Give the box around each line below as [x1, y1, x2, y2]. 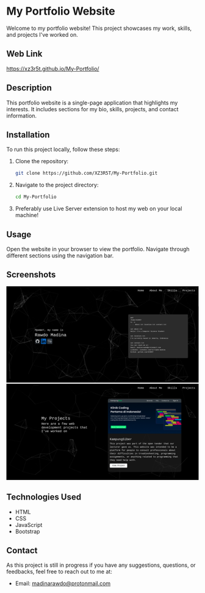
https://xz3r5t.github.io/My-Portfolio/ [6, 65, 99, 72]
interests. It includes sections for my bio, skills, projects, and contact [6, 105, 179, 112]
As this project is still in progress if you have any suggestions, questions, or [6, 561, 196, 569]
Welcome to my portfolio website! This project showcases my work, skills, [6, 24, 192, 32]
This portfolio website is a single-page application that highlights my [6, 99, 178, 106]
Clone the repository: [15, 158, 69, 165]
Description [6, 83, 52, 93]
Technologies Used [6, 492, 81, 503]
